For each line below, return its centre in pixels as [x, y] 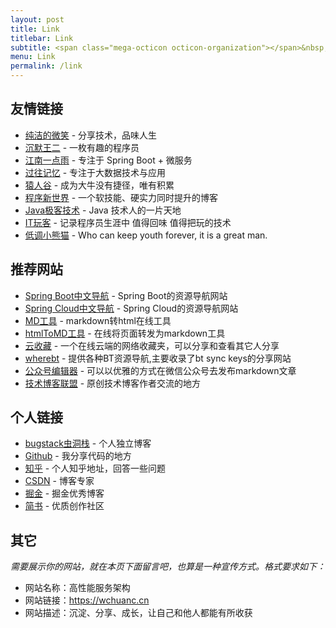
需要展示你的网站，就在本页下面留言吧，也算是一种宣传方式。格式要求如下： [168, 567]
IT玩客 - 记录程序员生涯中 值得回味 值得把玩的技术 [128, 222]
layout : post [37, 19]
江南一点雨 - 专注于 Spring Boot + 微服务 [108, 160]
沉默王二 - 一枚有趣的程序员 [82, 147]
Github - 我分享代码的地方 [78, 456]
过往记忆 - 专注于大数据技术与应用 [95, 172]
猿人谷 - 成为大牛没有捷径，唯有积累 [99, 185]
